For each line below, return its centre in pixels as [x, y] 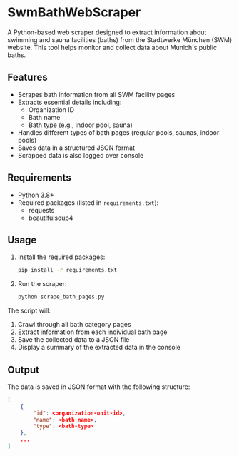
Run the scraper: [42, 284]
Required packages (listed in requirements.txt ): [88, 202]
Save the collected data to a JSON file [73, 340]
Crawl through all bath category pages [74, 325]
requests [41, 210]
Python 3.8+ [36, 195]
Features [27, 77]
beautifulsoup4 [51, 218]
